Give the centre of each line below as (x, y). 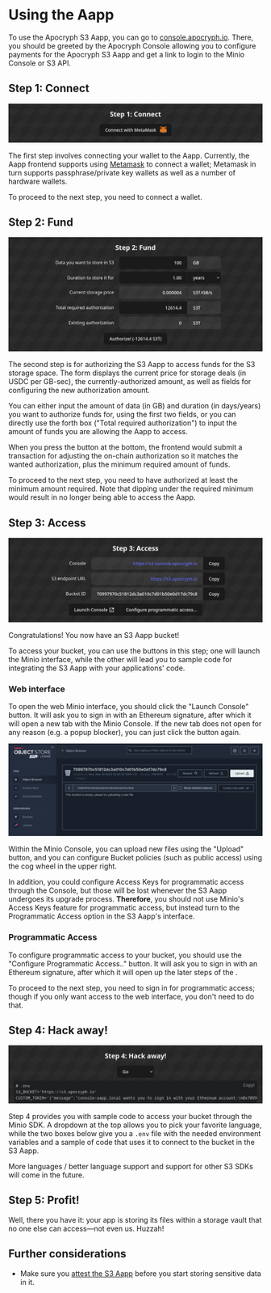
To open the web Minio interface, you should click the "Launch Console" (129, 707)
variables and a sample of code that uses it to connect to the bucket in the (132, 1143)
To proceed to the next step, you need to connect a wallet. (106, 196)
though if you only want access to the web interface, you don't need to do (131, 996)
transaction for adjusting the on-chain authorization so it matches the (123, 456)
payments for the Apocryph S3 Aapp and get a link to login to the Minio (126, 54)
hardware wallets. (38, 181)
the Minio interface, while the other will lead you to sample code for (120, 659)
